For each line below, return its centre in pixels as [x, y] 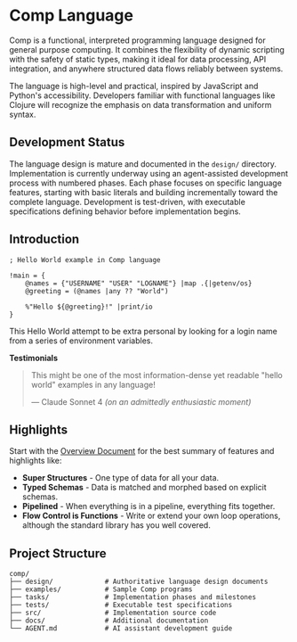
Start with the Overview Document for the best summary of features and [142, 451]
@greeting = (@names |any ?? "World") [97, 291]
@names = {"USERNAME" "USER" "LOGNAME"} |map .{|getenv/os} [139, 283]
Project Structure [58, 553]
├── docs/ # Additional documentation [109, 621]
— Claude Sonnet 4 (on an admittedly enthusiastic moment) [141, 401]
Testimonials [33, 358]
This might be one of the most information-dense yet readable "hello [157, 374]
